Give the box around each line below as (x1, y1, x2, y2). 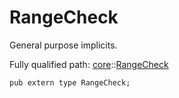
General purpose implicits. (9, 39, 118, 51)
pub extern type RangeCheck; (9, 77, 131, 88)
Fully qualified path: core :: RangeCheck (9, 58, 169, 70)
